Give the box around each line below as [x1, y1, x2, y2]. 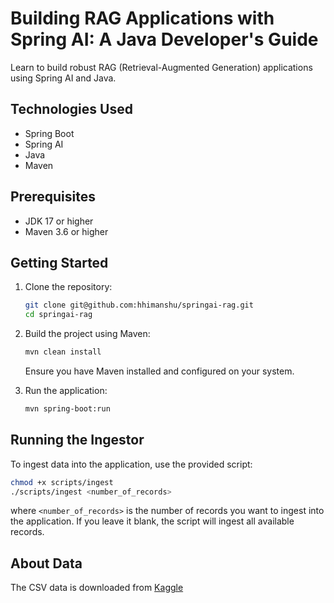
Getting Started [10, 254, 109, 271]
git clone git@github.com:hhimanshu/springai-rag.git [24, 300, 254, 311]
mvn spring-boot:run [24, 404, 111, 414]
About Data [10, 555, 83, 572]
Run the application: [24, 385, 108, 396]
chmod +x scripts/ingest [10, 477, 114, 487]
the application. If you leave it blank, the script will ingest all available [10, 515, 295, 527]
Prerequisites [10, 188, 96, 206]
